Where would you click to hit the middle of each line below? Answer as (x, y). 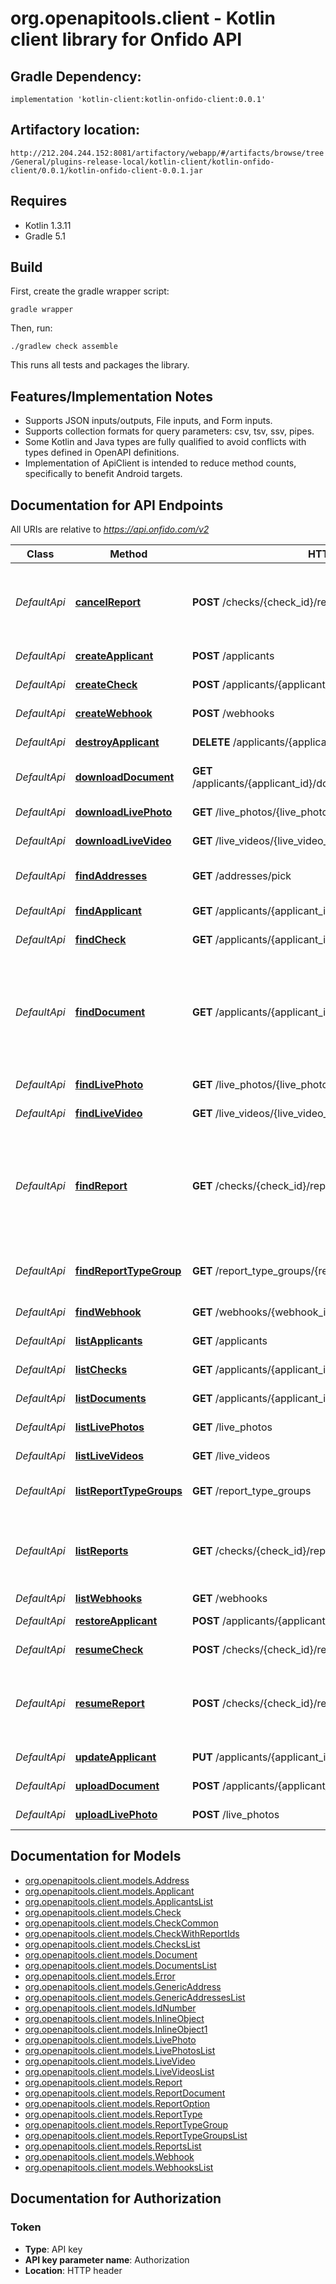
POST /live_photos (235, 1815)
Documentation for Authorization (116, 2198)
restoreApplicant (116, 1621)
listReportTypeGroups (128, 1491)
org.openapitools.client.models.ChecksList (112, 1944)
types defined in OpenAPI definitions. (102, 453)
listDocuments (110, 1399)
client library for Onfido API (126, 39)
